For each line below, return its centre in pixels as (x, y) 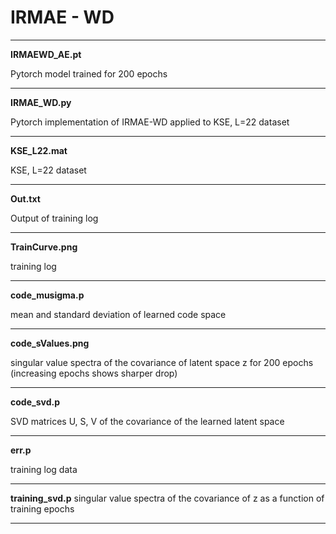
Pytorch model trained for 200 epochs (89, 73)
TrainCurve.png (44, 247)
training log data (44, 469)
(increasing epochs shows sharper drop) (94, 373)
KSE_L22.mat (39, 150)
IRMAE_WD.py (41, 102)
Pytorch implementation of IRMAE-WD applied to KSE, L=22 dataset (150, 122)
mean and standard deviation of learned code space (118, 314)
